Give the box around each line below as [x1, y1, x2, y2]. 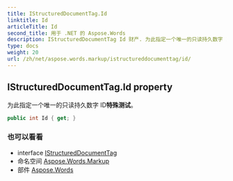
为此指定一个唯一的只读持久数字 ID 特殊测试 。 [7, 100, 137, 109]
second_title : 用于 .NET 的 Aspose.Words [7, 29, 126, 37]
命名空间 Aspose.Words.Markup [17, 157, 110, 165]
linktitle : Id [7, 17, 49, 24]
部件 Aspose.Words [17, 165, 74, 174]
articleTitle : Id [7, 23, 58, 30]
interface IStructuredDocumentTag [17, 148, 118, 157]
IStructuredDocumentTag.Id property [7, 81, 172, 93]
